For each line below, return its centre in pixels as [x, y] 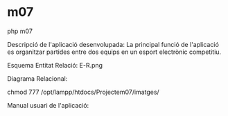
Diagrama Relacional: [37, 78]
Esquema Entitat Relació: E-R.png [55, 65]
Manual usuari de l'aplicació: [48, 105]
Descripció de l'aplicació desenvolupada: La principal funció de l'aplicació [113, 44]
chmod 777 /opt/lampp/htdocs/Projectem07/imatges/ [83, 92]
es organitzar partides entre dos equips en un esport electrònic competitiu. [114, 52]
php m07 [20, 31]
